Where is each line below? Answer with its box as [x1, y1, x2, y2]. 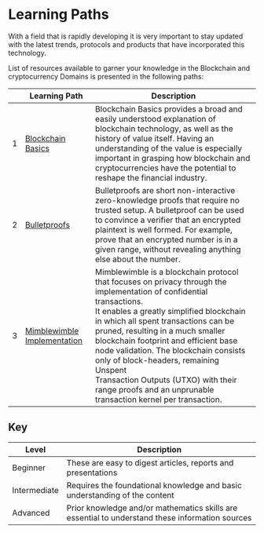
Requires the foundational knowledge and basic [66, 480, 242, 491]
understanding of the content [66, 489, 174, 500]
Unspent [95, 364, 127, 375]
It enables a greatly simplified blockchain [95, 305, 246, 316]
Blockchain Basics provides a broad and [95, 104, 243, 115]
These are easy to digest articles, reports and [66, 457, 234, 468]
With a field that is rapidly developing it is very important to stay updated [8, 31, 244, 41]
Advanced [12, 507, 50, 518]
